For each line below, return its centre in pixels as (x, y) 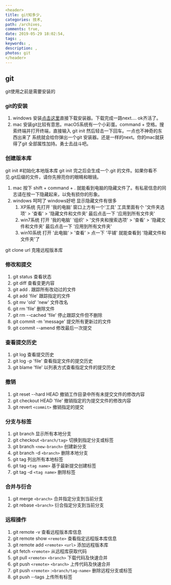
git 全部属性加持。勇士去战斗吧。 (56, 144)
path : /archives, (24, 24)
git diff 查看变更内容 (34, 283)
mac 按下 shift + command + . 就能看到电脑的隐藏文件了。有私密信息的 (87, 188)
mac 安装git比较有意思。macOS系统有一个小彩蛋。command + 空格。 (86, 125)
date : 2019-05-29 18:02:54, (35, 34)
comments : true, (22, 29)
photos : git (18, 53)
